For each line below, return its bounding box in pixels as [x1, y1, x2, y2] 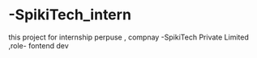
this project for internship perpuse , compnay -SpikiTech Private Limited [8, 32, 249, 42]
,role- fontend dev [8, 40, 69, 50]
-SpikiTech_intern [8, 6, 132, 24]
